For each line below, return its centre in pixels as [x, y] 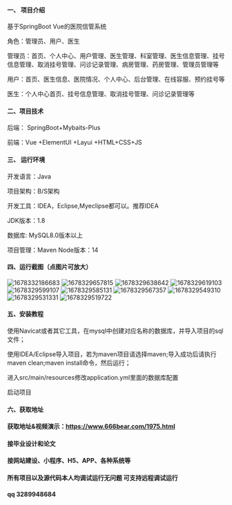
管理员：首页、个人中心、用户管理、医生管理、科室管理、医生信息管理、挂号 [116, 56]
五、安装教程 [25, 314]
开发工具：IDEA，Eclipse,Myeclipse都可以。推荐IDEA [83, 205]
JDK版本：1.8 [26, 220]
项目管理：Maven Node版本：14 [53, 250]
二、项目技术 [25, 111]
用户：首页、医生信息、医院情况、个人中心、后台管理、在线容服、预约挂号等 [116, 80]
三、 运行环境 [26, 159]
